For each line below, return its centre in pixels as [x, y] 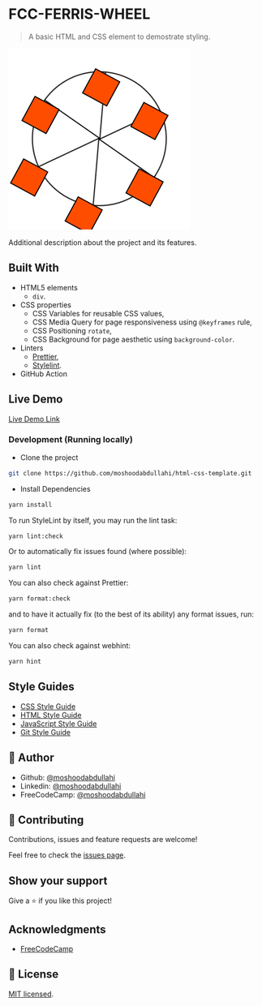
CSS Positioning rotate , [72, 330]
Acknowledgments [58, 929]
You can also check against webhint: [70, 646]
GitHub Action [43, 373]
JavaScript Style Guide [58, 724]
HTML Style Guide [51, 715]
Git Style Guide [45, 732]
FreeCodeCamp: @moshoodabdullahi [83, 794]
